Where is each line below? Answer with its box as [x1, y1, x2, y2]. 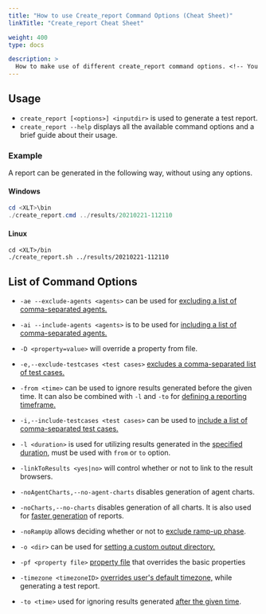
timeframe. [19, 400, 56, 410]
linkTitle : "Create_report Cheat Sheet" [8, 19, 145, 27]
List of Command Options [8, 275, 138, 288]
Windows [8, 186, 41, 196]
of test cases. [19, 368, 65, 377]
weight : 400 [8, 33, 48, 41]
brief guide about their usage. [19, 130, 118, 139]
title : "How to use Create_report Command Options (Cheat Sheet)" [8, 11, 233, 20]
